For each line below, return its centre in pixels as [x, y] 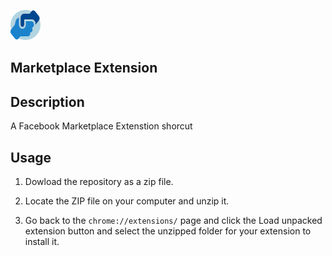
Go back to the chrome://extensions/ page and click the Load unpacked [173, 221]
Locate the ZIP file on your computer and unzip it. [127, 201]
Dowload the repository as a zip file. [99, 182]
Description [47, 101]
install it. [42, 242]
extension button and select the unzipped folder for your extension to [168, 231]
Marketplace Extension [84, 68]
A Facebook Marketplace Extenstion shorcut [101, 126]
